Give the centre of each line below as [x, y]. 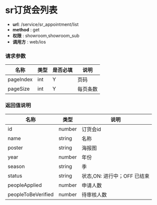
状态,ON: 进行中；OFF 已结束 [116, 176]
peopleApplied [25, 185]
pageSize [19, 89]
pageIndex [20, 79]
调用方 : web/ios [29, 42]
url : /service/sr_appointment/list [45, 24]
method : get [26, 29]
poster [15, 148]
